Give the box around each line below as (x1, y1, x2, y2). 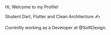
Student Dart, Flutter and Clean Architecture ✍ (5, 14, 100, 19)
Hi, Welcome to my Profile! (5, 4, 59, 10)
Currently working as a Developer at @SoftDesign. (5, 25, 107, 30)
